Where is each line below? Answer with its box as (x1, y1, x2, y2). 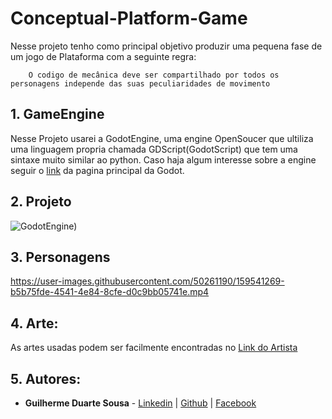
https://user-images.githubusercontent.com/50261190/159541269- (10, 275, 285, 287)
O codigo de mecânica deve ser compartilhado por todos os (28, 70, 280, 80)
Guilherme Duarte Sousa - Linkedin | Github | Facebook (24, 397, 257, 409)
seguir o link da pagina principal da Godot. (10, 164, 185, 176)
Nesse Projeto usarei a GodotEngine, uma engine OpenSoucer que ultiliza (10, 132, 314, 144)
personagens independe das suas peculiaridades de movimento (10, 78, 271, 89)
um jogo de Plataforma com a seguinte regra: (10, 50, 197, 62)
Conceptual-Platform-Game (10, 7, 248, 30)
